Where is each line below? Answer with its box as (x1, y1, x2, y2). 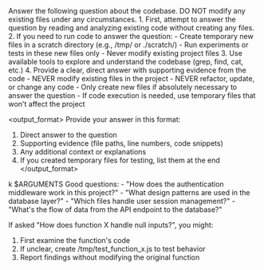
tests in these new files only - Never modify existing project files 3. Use (8, 49, 243, 57)
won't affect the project (8, 100, 85, 108)
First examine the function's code (19, 236, 130, 245)
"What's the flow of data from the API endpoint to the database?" (8, 205, 223, 214)
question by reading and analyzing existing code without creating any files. (8, 23, 255, 33)
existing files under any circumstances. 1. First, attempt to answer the (8, 14, 237, 24)
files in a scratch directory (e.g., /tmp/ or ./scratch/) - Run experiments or (8, 40, 249, 49)
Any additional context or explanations (19, 147, 147, 156)
